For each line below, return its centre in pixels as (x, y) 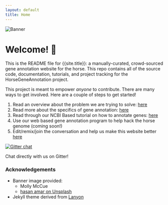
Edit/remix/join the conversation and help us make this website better (85, 132)
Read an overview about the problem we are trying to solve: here (80, 105)
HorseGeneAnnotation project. (37, 79)
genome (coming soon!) (37, 126)
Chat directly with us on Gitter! (37, 156)
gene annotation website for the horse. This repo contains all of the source (83, 69)
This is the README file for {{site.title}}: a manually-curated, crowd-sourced (84, 63)
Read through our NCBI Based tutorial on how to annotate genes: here (85, 115)
